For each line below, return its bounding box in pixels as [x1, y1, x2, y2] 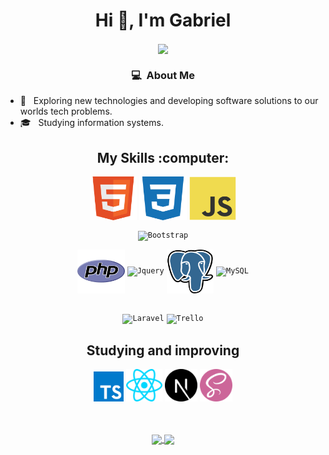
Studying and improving [86, 342, 240, 359]
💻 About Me [130, 69, 196, 83]
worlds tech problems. [19, 105, 113, 118]
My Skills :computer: [96, 149, 230, 166]
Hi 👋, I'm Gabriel [94, 9, 232, 32]
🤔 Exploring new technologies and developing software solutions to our [19, 95, 319, 107]
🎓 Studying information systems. [19, 117, 164, 129]
